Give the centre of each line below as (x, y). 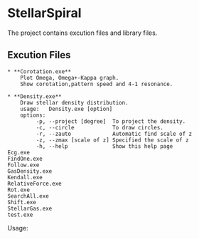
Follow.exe (23, 165)
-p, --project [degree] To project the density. (111, 121)
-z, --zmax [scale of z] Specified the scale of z (113, 140)
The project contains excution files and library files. (82, 33)
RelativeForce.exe (34, 184)
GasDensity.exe (30, 171)
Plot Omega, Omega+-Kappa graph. (70, 78)
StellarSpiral (44, 13)
